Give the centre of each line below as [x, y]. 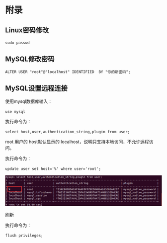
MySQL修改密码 [30, 59]
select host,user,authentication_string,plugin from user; [68, 132]
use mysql [15, 112]
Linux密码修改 [27, 30]
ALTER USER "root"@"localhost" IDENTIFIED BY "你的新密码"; [68, 72]
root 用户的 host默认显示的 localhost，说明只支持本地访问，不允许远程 [77, 142]
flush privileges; [24, 236]
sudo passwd [17, 43]
